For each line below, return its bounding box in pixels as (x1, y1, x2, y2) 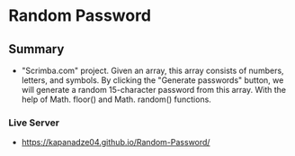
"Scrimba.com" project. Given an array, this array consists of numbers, (21, 65, 284, 76)
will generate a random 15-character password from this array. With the (21, 85, 287, 95)
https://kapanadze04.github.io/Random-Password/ (21, 137, 210, 148)
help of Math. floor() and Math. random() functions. (21, 94, 212, 105)
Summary (8, 41, 65, 57)
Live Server (8, 116, 60, 129)
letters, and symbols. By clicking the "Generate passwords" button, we (21, 75, 284, 86)
